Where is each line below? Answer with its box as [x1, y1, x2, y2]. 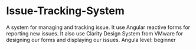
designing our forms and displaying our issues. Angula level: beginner [6, 36, 176, 43]
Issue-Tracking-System [6, 4, 125, 18]
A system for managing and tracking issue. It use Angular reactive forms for [6, 24, 191, 31]
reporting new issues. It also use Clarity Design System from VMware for [6, 30, 184, 37]
